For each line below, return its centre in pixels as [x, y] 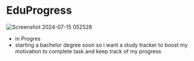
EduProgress [39, 10]
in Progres [28, 38]
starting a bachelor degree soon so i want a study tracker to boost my [101, 45]
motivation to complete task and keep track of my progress [88, 51]
